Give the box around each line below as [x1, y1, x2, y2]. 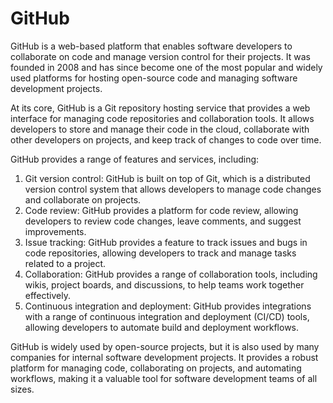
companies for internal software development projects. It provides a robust [10, 351, 319, 363]
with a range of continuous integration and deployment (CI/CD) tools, [24, 310, 310, 322]
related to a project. [24, 257, 107, 269]
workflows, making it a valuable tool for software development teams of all [10, 372, 318, 384]
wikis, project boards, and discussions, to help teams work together [24, 278, 305, 291]
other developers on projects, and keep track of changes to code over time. [10, 133, 322, 146]
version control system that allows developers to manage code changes [24, 183, 322, 195]
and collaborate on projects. [24, 193, 142, 206]
